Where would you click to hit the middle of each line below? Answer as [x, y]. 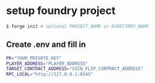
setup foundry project [61, 11]
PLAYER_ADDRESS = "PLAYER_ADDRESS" [47, 63]
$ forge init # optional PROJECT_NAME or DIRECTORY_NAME [77, 26]
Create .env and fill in [46, 45]
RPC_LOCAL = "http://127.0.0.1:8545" [50, 74]
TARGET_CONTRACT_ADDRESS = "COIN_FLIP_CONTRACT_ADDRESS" [75, 69]
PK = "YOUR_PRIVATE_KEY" [34, 58]
